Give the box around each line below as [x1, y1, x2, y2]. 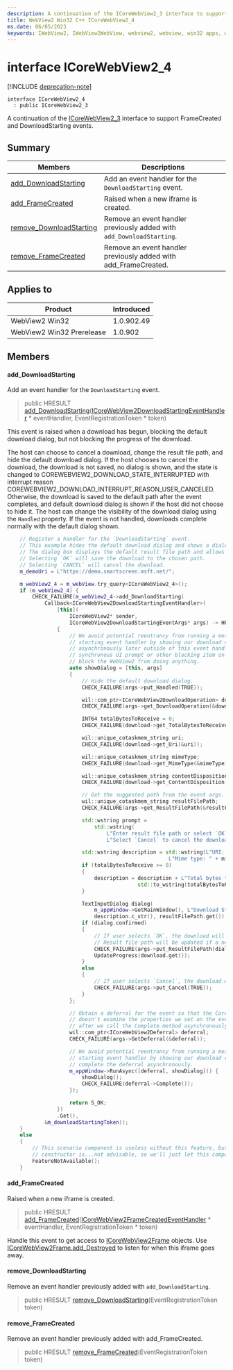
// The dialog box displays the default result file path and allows [19, 548, 225, 556]
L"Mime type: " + [169, 856, 218, 863]
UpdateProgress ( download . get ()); [94, 952, 191, 959]
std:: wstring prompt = [81, 817, 148, 824]
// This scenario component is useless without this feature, [32, 1145, 216, 1152]
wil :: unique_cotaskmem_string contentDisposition [81, 772, 228, 779]
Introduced [112, 304, 150, 313]
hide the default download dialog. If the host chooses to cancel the [7, 456, 199, 464]
